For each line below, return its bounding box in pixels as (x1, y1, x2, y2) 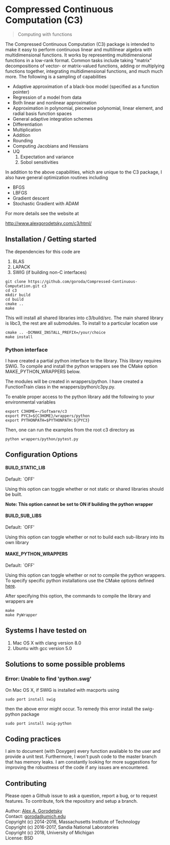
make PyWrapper (5, 612, 38, 618)
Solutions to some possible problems (5, 660, 126, 669)
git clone (5, 279, 26, 284)
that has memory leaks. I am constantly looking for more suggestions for (5, 759, 158, 765)
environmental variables (5, 399, 56, 405)
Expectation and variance (20, 154, 74, 160)
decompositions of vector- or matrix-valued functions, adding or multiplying (5, 63, 164, 69)
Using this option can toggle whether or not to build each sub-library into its (5, 533, 164, 540)
